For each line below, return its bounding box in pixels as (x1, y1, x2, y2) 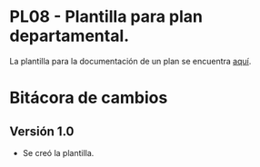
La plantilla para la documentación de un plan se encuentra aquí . (9, 55, 252, 66)
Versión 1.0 (9, 123, 75, 139)
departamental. (9, 25, 130, 46)
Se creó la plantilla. (22, 147, 95, 158)
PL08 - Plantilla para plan (9, 6, 203, 27)
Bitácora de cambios (9, 88, 168, 108)
